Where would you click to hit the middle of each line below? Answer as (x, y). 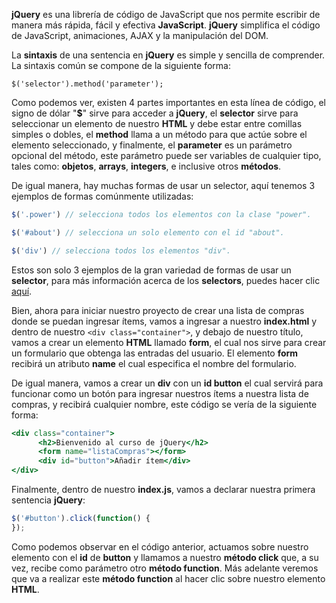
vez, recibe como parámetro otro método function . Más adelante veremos (165, 568)
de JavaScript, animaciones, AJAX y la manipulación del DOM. (140, 35)
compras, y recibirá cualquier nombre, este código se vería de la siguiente (164, 404)
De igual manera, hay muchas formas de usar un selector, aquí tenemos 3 (163, 185)
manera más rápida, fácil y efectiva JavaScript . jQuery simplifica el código (166, 25)
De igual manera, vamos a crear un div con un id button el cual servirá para (167, 383)
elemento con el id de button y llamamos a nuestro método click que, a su (165, 557)
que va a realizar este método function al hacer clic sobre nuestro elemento (168, 578)
